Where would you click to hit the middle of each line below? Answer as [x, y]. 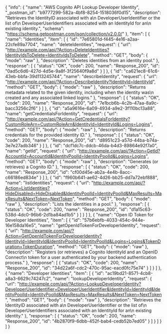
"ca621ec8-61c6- [142, 71]
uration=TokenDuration [29, 247]
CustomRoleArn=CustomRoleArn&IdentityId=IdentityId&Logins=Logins [77, 124]
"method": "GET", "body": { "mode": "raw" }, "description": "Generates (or [82, 161]
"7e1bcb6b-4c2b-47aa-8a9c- [128, 103]
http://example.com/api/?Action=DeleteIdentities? [58, 50]
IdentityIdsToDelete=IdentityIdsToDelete [46, 55]
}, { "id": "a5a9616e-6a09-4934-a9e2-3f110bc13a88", [100, 108]
